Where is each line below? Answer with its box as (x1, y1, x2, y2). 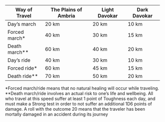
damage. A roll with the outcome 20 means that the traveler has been (5, 106, 145, 112)
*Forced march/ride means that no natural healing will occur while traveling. (5, 85, 160, 91)
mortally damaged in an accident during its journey (5, 111, 108, 117)
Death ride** (7, 73, 38, 79)
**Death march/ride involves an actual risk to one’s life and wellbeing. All (5, 91, 153, 96)
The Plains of (51, 6, 82, 13)
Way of (15, 6, 33, 13)
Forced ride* (7, 65, 38, 72)
